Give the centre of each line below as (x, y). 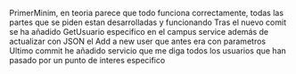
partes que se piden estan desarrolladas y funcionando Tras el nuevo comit (148, 22)
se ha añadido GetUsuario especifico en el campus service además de (139, 32)
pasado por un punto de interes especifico (87, 60)
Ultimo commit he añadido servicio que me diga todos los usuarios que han (148, 51)
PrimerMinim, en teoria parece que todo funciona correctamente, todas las (146, 13)
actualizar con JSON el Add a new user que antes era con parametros (137, 41)
